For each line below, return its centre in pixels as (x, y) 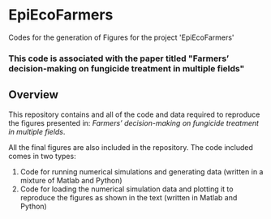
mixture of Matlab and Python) (71, 180)
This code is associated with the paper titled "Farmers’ (119, 58)
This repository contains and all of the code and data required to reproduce (134, 114)
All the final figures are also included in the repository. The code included (131, 147)
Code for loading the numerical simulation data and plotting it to (127, 189)
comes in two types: (42, 156)
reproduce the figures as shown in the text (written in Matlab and (129, 197)
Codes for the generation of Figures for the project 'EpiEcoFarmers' (121, 37)
